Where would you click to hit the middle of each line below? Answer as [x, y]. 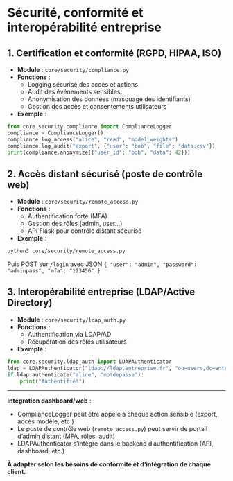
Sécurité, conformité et [75, 13]
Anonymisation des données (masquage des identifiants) [109, 99]
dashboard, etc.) [41, 451]
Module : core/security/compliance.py [73, 70]
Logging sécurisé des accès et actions [83, 84]
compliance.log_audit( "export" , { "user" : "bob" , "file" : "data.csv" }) [111, 146]
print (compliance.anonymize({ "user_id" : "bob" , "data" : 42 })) [99, 152]
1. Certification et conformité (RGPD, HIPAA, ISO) [114, 53]
